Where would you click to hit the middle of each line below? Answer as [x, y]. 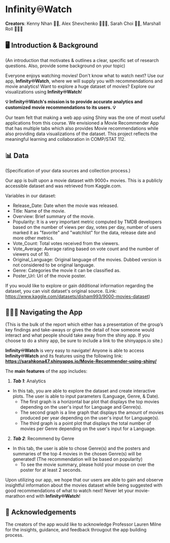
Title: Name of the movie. [39, 211]
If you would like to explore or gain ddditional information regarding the [79, 285]
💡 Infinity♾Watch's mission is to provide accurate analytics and [74, 101]
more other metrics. [33, 238]
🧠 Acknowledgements [41, 512]
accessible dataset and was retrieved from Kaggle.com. [63, 186]
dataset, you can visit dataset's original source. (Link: [61, 291]
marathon [15, 496]
